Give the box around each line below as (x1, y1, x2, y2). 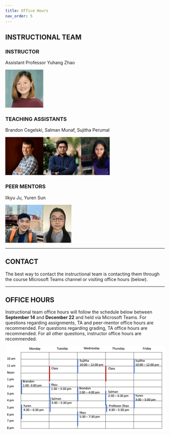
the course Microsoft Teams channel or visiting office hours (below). (5, 276, 148, 282)
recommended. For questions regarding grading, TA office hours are (5, 325, 148, 331)
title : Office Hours (5, 8, 49, 13)
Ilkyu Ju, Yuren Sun (5, 194, 46, 201)
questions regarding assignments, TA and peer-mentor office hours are (5, 320, 154, 326)
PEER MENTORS (5, 183, 46, 190)
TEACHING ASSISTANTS (5, 115, 67, 123)
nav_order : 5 (5, 13, 33, 19)
